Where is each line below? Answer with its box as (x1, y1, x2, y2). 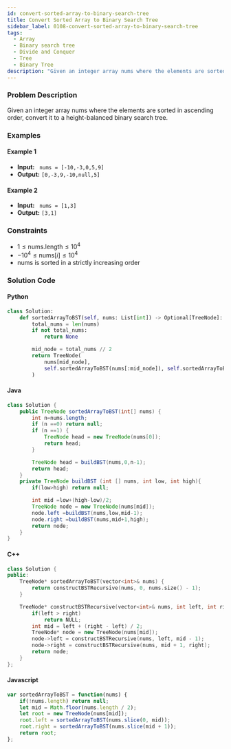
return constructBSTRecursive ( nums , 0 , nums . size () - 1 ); (32, 584, 201, 592)
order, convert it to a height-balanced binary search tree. (7, 113, 168, 121)
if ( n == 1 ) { (32, 428, 69, 434)
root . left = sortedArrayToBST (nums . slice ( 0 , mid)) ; (19, 717, 170, 724)
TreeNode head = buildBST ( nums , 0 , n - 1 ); (32, 458, 146, 465)
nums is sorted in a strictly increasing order (16, 258, 140, 266)
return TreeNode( (32, 352, 81, 359)
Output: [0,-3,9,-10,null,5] (16, 170, 100, 178)
